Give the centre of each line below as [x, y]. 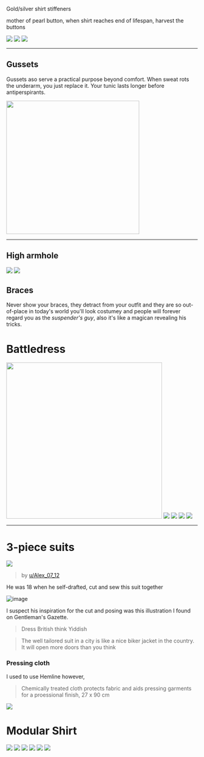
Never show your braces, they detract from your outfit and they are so [94, 305]
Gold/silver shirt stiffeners [39, 9]
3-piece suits [40, 547]
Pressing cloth [28, 663]
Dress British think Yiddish [54, 629]
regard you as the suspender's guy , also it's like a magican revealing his [96, 318]
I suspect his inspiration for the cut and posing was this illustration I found [99, 611]
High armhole [32, 256]
